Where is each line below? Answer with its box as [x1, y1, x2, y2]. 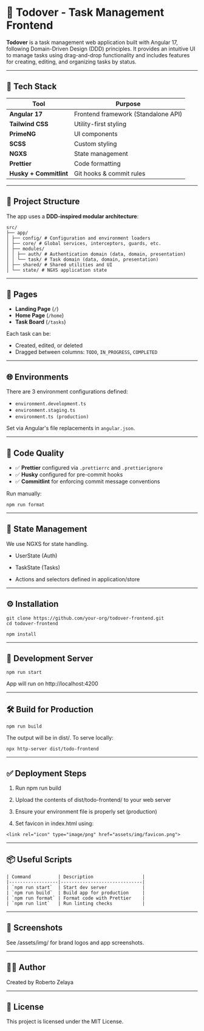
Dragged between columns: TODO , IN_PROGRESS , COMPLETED [15, 349, 158, 356]
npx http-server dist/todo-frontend [6, 746, 99, 752]
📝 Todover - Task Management [6, 5, 165, 19]
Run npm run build [15, 784, 62, 792]
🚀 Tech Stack [6, 82, 57, 92]
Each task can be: [6, 330, 51, 338]
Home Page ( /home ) [15, 312, 64, 319]
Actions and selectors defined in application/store [15, 575, 140, 583]
